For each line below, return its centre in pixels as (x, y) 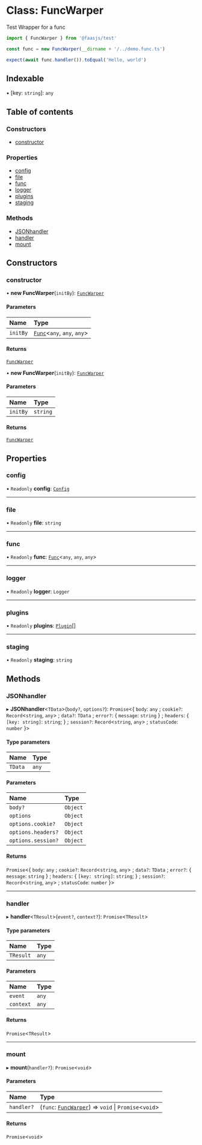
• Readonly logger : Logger (38, 591)
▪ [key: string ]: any (30, 93)
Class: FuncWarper (55, 11)
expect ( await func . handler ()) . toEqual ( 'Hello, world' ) (76, 60)
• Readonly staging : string (39, 660)
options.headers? (34, 832)
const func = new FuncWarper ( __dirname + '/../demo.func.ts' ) (86, 49)
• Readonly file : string (34, 523)
